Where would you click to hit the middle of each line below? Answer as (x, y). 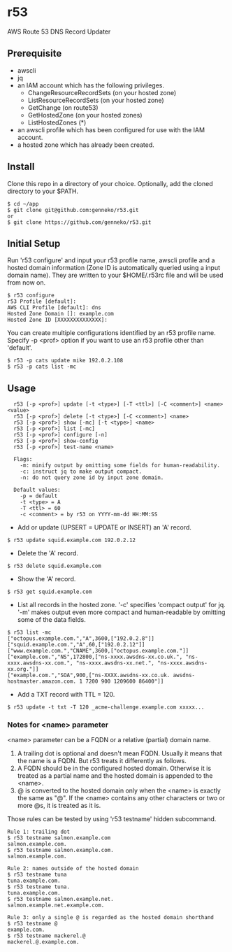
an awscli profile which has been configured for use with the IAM (111, 129)
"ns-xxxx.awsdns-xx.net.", (115, 663)
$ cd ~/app (23, 204)
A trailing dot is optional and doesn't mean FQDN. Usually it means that (119, 753)
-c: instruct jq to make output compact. (81, 472)
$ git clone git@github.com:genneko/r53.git (73, 210)
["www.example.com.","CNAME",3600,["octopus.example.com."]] (98, 651)
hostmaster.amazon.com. (42, 682)
